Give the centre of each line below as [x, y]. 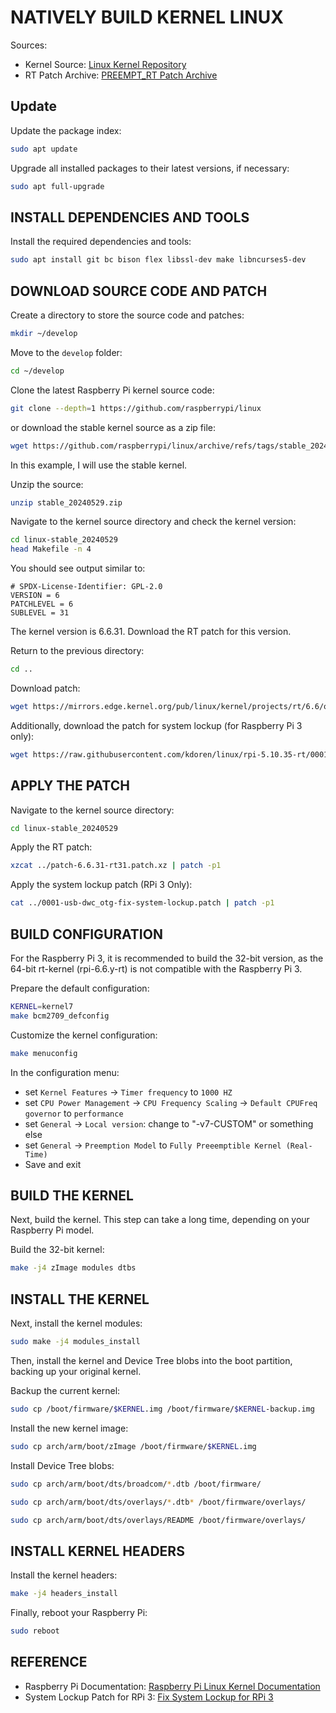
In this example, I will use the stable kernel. [99, 465]
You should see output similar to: [78, 568]
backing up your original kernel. [76, 1371]
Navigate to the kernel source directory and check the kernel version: [153, 522]
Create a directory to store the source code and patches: [127, 315]
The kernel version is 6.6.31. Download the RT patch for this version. [151, 632]
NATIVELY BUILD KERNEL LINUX [147, 17]
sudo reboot [35, 1631]
